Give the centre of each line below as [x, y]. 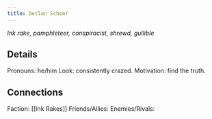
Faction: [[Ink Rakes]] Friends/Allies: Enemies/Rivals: [81, 109]
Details [22, 54]
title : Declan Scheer [38, 13]
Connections [35, 92]
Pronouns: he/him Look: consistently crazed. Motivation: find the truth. [107, 71]
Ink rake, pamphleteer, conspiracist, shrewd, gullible [81, 33]
